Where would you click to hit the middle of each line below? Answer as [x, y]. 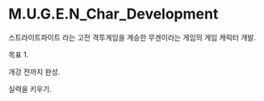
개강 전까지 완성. [34, 72]
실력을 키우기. [30, 89]
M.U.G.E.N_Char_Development [113, 14]
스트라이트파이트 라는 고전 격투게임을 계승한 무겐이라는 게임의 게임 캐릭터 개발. [132, 37]
